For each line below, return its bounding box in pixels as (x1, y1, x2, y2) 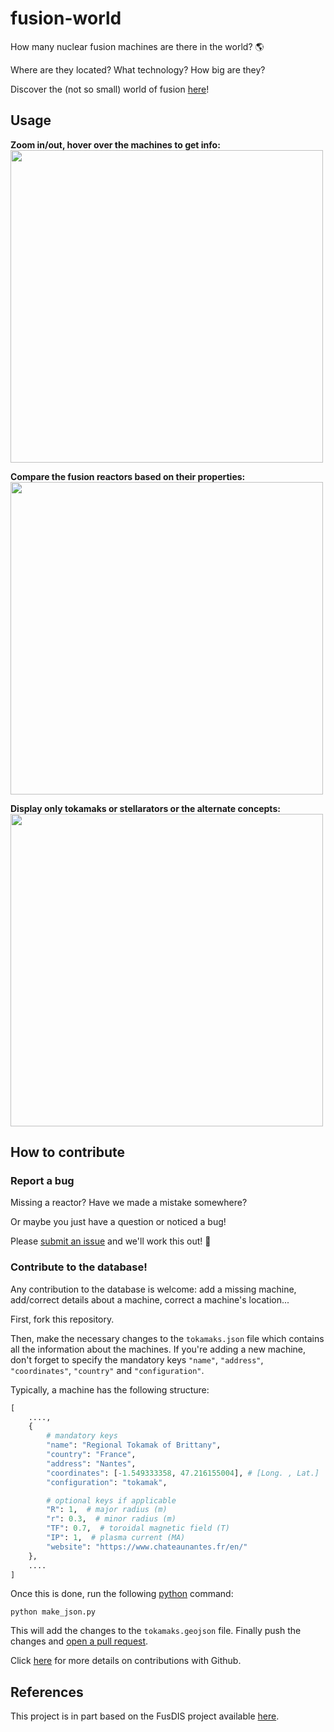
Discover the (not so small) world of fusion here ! (10, 83, 210, 95)
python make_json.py (10, 1607, 97, 1617)
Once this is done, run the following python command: (10, 1588, 234, 1600)
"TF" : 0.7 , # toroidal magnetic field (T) (46, 1523, 230, 1534)
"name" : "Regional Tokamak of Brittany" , (46, 1440, 222, 1451)
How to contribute (10, 1144, 126, 1161)
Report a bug (10, 1174, 75, 1188)
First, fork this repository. (10, 1313, 115, 1325)
